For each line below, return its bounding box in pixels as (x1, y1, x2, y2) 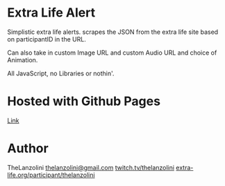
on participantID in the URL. (7, 35, 87, 43)
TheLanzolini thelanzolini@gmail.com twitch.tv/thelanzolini (7, 163, 175, 171)
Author (7, 140, 49, 156)
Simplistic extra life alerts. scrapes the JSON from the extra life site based (7, 28, 219, 36)
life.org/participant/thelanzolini (7, 171, 95, 179)
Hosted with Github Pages (7, 93, 161, 109)
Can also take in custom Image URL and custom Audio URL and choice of (7, 48, 217, 57)
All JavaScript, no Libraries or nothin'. (7, 69, 115, 77)
